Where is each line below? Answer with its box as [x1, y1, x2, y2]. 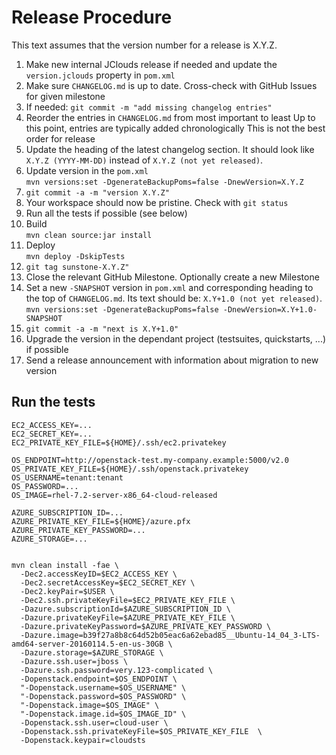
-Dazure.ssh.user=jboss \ [20, 656, 129, 666]
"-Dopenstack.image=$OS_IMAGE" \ [20, 700, 160, 710]
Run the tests [11, 394, 96, 411]
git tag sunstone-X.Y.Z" [25, 262, 130, 272]
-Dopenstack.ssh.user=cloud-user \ [20, 717, 169, 728]
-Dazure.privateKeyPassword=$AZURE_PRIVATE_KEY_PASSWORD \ [20, 621, 272, 631]
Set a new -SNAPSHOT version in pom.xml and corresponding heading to [25, 281, 314, 293]
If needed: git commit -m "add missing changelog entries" [25, 101, 273, 113]
